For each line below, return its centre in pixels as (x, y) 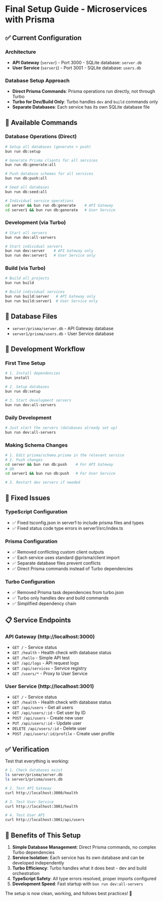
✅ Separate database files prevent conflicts (56, 563)
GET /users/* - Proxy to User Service (50, 674)
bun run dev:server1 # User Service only (50, 256)
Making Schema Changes (36, 445)
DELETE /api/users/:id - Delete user (49, 728)
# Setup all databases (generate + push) (48, 147)
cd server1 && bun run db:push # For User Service (60, 474)
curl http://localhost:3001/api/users (45, 820)
